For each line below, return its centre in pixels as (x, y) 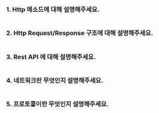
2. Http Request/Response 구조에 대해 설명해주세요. (80, 33)
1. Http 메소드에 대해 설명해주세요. (53, 9)
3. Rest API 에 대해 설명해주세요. (51, 57)
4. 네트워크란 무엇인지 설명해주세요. (55, 80)
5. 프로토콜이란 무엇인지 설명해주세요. (58, 104)
